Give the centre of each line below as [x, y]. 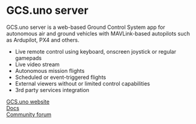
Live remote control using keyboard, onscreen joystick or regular [96, 51]
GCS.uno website [28, 101]
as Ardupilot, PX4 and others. [43, 40]
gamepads [28, 58]
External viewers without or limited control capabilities [82, 83]
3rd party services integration [52, 90]
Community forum [29, 114]
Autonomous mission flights [50, 70]
